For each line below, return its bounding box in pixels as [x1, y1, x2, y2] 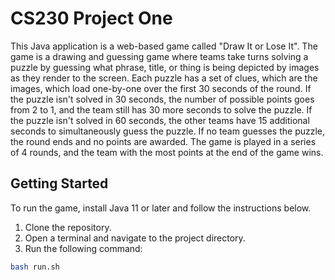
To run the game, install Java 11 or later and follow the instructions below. [10, 202, 312, 214]
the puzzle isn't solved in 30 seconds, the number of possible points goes [10, 93, 315, 105]
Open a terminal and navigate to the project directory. [24, 232, 246, 244]
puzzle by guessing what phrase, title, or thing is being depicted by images [10, 61, 320, 73]
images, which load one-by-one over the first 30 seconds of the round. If [10, 82, 312, 94]
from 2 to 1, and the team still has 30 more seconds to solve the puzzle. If [10, 103, 313, 116]
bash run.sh [10, 262, 60, 272]
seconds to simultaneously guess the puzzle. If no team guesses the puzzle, [10, 125, 326, 137]
